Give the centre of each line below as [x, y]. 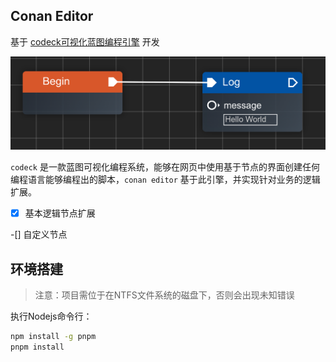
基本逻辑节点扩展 [60, 213]
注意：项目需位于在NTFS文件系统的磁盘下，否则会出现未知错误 [164, 295]
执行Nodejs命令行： [51, 316]
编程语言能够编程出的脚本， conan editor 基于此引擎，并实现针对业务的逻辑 [165, 180]
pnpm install [37, 347]
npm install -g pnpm [53, 336]
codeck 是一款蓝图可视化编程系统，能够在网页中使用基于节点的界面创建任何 [165, 167]
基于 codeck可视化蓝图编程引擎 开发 [85, 41]
